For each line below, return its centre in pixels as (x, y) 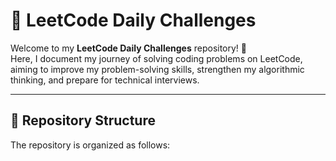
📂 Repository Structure (83, 120)
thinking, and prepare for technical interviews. (105, 80)
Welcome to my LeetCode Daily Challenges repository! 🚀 (129, 48)
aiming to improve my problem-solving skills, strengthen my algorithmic (157, 69)
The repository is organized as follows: (90, 145)
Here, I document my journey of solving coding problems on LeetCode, (156, 58)
